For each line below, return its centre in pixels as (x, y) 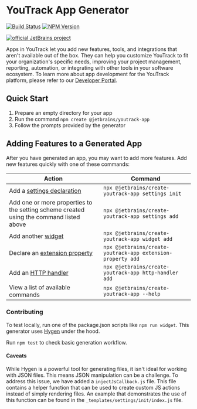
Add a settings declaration (45, 190)
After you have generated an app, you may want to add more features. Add (97, 158)
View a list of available (40, 287)
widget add (157, 239)
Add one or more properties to (51, 202)
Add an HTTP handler (39, 272)
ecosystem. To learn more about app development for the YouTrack (88, 74)
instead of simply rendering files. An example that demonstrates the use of (96, 394)
